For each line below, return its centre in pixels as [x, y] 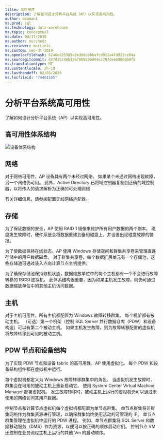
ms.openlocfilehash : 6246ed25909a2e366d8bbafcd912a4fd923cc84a [70, 55]
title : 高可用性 [20, 10]
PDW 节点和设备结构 [36, 351]
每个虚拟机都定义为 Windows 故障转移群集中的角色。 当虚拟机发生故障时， [80, 379]
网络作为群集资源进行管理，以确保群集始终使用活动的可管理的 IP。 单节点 [82, 414]
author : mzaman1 [21, 19]
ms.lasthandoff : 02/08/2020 [33, 73]
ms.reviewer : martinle [28, 46]
